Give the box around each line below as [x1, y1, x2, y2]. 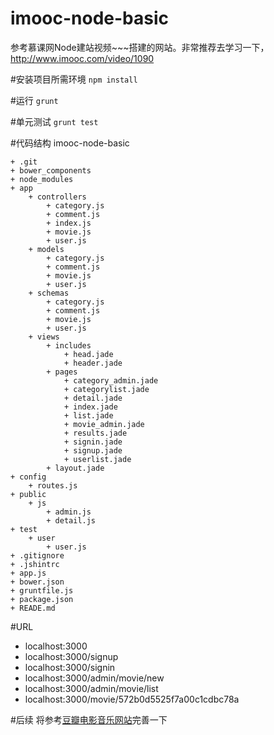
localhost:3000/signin [24, 661, 116, 673]
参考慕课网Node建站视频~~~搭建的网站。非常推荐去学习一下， [10, 41, 270, 53]
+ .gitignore [10, 550, 65, 561]
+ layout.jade [46, 463, 105, 473]
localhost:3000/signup [24, 650, 119, 662]
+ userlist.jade [63, 454, 132, 464]
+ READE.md [10, 603, 56, 613]
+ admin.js [46, 507, 92, 517]
